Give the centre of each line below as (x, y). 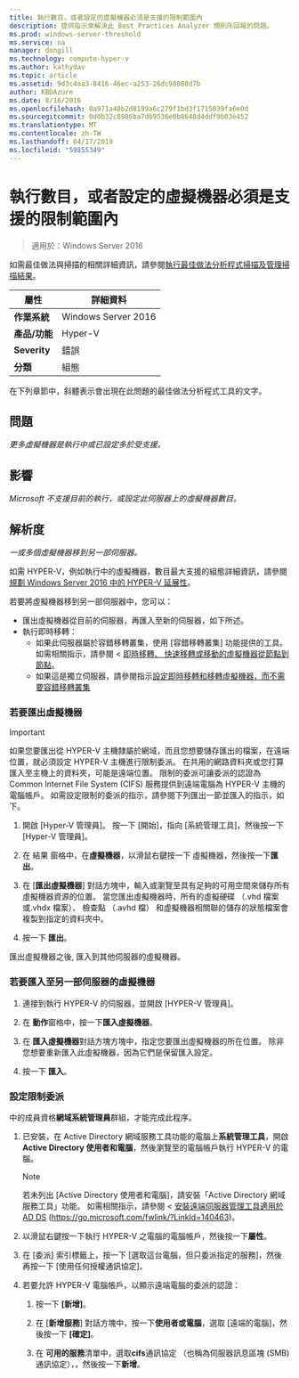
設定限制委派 (37, 1097)
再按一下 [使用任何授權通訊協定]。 (85, 1266)
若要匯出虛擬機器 (46, 712)
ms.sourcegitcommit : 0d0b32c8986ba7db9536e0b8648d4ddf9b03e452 (129, 117)
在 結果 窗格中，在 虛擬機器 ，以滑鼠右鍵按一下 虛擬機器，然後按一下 (146, 855)
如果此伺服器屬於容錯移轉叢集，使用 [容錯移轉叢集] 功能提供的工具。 (161, 643)
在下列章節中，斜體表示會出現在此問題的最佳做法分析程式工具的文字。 (138, 391)
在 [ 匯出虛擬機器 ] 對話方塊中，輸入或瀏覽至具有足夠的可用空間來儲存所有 (156, 885)
